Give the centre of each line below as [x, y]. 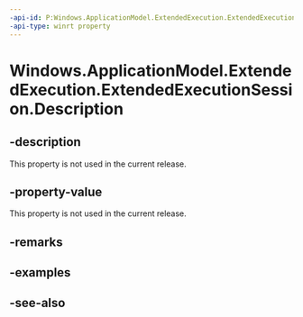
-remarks [36, 242]
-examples [40, 272]
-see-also [37, 303]
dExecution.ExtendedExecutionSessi [151, 90]
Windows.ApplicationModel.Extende [151, 71]
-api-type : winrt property [60, 26]
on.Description [67, 109]
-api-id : [26, 18]
